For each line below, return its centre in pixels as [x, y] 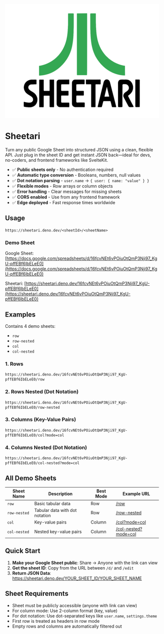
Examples [20, 314]
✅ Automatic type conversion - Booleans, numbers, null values [76, 175]
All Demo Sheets [31, 478]
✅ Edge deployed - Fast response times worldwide [64, 202]
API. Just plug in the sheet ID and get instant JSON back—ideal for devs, [78, 155]
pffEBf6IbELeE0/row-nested [32, 407]
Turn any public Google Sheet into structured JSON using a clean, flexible [79, 150]
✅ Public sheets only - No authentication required [63, 169]
